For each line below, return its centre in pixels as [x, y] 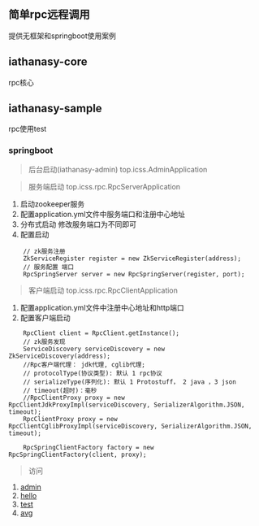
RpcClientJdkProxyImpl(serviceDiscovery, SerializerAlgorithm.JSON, [127, 405]
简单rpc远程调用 [50, 15]
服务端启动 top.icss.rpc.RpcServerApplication [104, 186]
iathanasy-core [48, 62]
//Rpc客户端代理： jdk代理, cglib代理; [84, 364]
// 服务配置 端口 [49, 267]
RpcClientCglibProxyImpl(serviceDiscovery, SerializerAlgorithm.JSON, [130, 426]
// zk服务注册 [44, 251]
